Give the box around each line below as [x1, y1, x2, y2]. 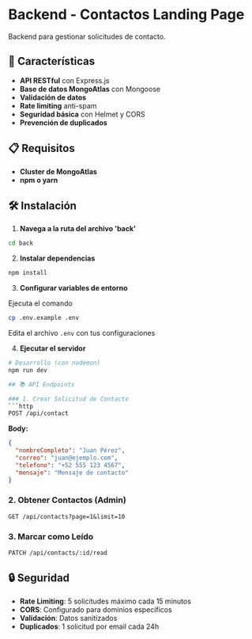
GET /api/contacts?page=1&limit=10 [8, 512, 126, 520]
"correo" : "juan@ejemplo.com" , [15, 454, 118, 462]
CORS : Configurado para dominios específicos [19, 604, 172, 614]
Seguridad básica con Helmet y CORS [19, 109, 145, 119]
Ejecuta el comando [8, 299, 73, 308]
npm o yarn [19, 175, 58, 184]
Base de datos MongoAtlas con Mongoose [19, 84, 160, 93]
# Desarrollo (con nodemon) [8, 359, 101, 367]
